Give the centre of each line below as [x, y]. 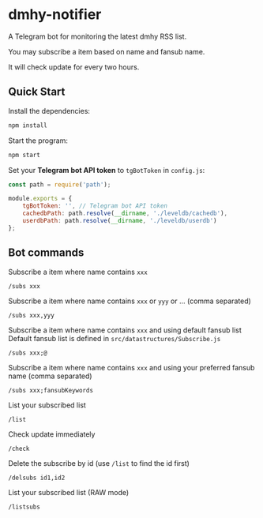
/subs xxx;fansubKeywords [51, 390]
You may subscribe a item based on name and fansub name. [107, 51]
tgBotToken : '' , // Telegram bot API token [95, 206]
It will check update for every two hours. [74, 67]
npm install [28, 125]
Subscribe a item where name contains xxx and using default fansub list [125, 330]
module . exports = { [40, 199]
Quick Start [37, 92]
